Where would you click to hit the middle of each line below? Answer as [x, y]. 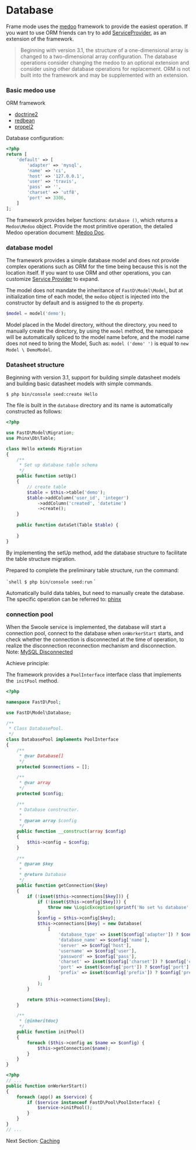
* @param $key [36, 864]
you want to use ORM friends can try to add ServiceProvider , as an [86, 32]
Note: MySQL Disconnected [39, 652]
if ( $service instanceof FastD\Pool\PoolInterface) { [94, 1102]
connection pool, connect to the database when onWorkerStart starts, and [95, 633]
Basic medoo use [31, 90]
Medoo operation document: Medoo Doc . [56, 232]
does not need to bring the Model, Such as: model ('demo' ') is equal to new [97, 343]
